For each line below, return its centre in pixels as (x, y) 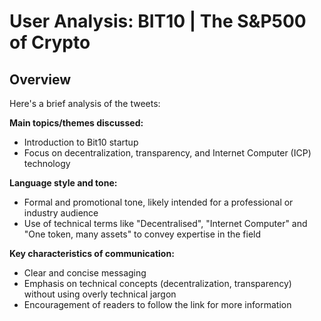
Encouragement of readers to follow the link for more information (157, 304)
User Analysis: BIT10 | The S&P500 (158, 21)
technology (47, 163)
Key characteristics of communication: (92, 253)
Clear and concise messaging (85, 273)
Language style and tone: (63, 183)
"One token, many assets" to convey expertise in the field (142, 234)
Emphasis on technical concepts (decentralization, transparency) (157, 283)
